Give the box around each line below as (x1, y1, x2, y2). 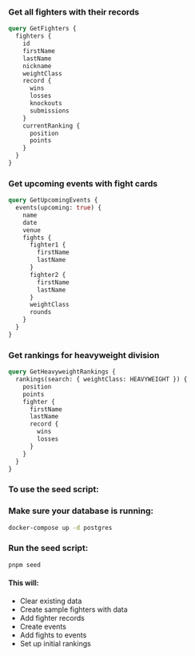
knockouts (29, 100, 62, 108)
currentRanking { (22, 121, 81, 130)
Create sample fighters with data (19, 605, 128, 614)
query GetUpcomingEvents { (8, 196, 98, 205)
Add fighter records (19, 613, 86, 622)
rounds (29, 308, 52, 316)
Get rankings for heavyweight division (8, 349, 160, 361)
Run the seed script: (8, 543, 89, 554)
